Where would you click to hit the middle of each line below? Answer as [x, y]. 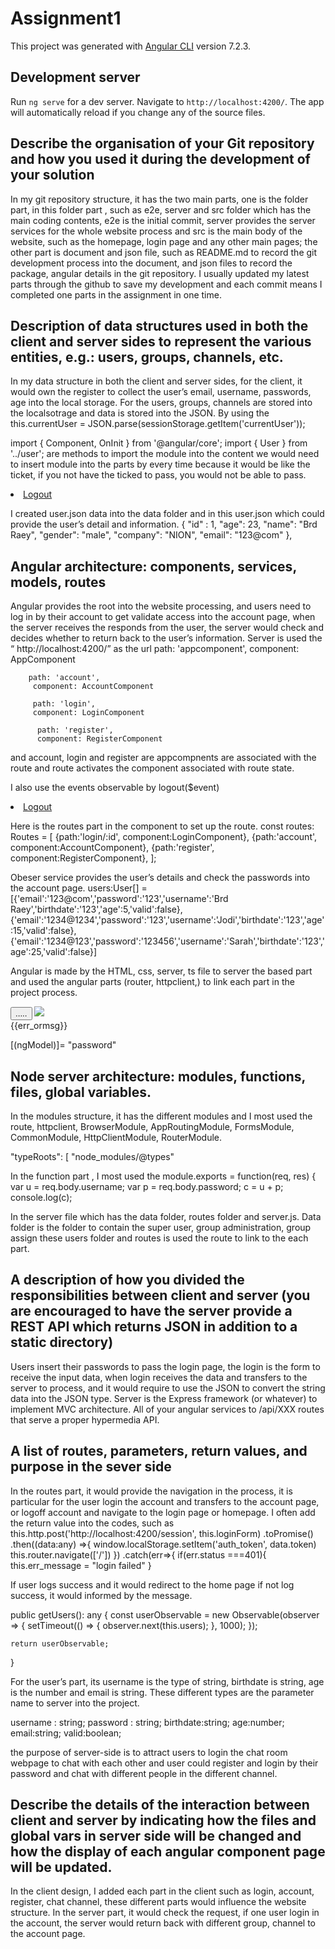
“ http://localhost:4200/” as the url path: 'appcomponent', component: [155, 649]
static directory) [62, 1342]
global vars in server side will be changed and [156, 1836]
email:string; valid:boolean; [66, 1733]
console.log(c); [41, 1197]
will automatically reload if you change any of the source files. [138, 112]
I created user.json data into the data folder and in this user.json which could [167, 514]
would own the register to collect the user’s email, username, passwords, [161, 392]
